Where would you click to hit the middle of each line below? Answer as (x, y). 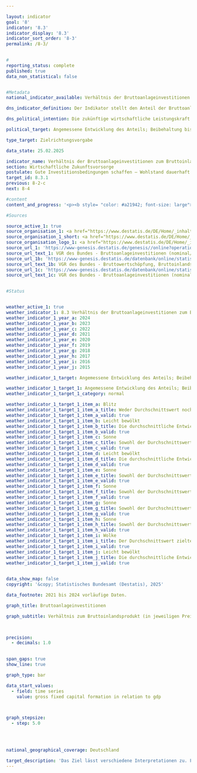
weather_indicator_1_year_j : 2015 (48, 367)
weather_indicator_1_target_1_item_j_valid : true (68, 563)
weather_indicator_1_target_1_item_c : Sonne (61, 437)
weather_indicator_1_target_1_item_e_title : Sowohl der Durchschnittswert (99, 476)
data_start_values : (30, 685)
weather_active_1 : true (35, 307)
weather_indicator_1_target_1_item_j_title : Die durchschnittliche (90, 557)
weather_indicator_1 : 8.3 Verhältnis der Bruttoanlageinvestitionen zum (97, 312)
